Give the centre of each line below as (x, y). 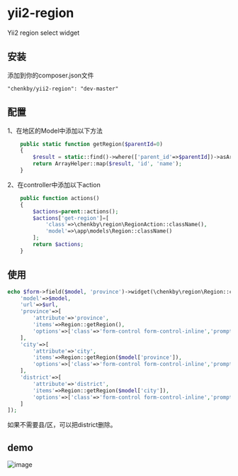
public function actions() (60, 198)
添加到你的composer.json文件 (51, 75)
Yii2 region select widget (44, 33)
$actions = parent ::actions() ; (76, 211)
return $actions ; (58, 245)
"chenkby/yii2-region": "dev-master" (63, 89)
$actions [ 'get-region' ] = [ (71, 218)
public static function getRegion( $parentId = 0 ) (91, 144)
